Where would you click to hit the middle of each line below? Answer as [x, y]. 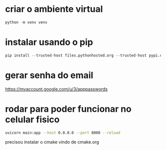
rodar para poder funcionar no [68, 109]
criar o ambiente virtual [54, 9]
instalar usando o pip [49, 42]
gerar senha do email [49, 75]
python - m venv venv [26, 22]
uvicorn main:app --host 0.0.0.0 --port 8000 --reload [63, 133]
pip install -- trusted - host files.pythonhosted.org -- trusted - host [76, 55]
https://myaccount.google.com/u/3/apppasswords [56, 89]
